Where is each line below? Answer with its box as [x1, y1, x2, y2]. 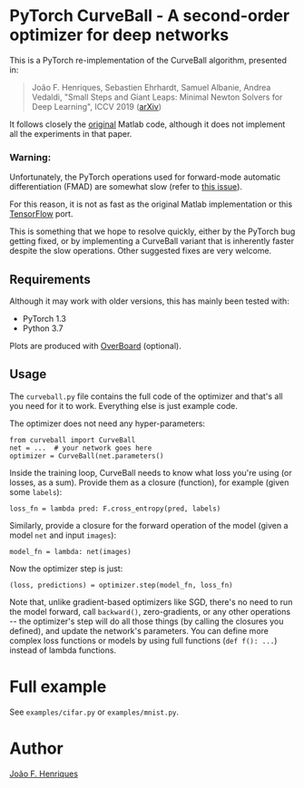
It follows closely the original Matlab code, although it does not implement [9, 119, 286, 130]
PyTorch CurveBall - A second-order [9, 5, 290, 26]
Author [9, 738, 64, 758]
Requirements [9, 271, 91, 287]
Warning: [9, 151, 52, 163]
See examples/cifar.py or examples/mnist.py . [9, 706, 180, 717]
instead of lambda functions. [9, 645, 116, 656]
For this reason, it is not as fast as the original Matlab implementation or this [9, 199, 293, 209]
